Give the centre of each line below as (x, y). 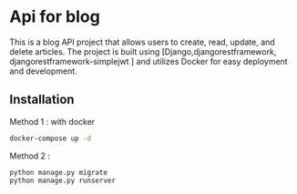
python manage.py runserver (63, 180)
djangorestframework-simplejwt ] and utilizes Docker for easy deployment (149, 61)
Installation (42, 100)
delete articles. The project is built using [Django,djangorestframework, (143, 51)
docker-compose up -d (51, 138)
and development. (43, 71)
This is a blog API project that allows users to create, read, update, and (142, 42)
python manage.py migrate (58, 172)
